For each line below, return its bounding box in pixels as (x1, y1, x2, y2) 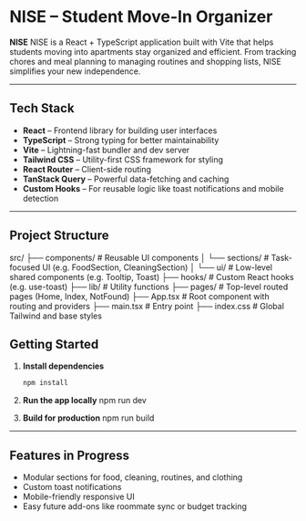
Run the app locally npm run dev (22, 395, 148, 406)
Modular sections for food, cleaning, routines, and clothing (22, 472, 243, 483)
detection (22, 193, 59, 203)
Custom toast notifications (22, 482, 122, 493)
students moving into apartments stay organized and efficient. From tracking (9, 46, 297, 57)
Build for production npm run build (22, 412, 155, 423)
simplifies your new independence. (9, 66, 141, 77)
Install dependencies (22, 360, 105, 371)
